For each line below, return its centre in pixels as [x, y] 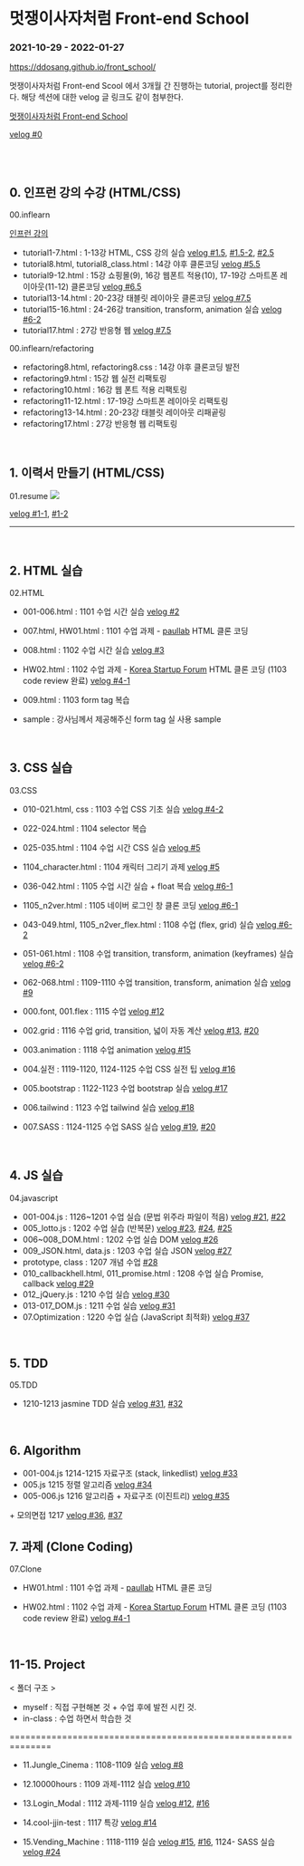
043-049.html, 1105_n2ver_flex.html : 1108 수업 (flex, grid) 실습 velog [150, 924]
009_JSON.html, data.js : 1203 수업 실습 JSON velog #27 [127, 1250]
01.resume [28, 496]
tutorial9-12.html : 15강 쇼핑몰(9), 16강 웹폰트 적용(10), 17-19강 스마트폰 [150, 275]
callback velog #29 [58, 1284]
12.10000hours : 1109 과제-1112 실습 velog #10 [106, 1784]
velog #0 [26, 135]
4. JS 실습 [36, 1175]
